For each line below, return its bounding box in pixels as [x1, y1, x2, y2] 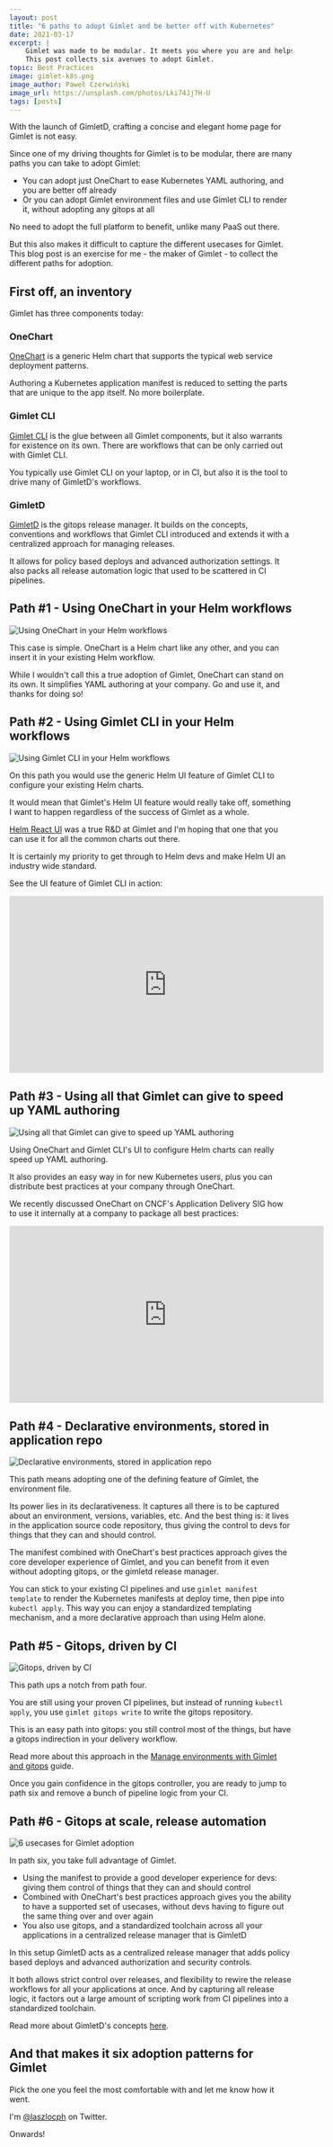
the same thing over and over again [22, 1910, 154, 1921]
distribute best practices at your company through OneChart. [9, 1180, 235, 1192]
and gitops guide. [9, 1760, 74, 1772]
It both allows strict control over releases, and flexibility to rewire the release [9, 1973, 292, 1984]
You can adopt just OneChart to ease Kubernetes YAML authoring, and [22, 175, 285, 186]
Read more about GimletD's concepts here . [9, 2020, 169, 2031]
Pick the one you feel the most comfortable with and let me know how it [9, 2084, 275, 2095]
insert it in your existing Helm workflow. [9, 651, 155, 662]
